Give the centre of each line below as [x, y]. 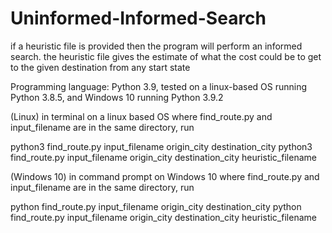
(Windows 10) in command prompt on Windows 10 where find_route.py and [165, 176]
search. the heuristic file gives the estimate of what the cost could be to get [166, 56]
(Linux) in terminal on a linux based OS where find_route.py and [141, 116]
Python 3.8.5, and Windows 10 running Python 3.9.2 [117, 97]
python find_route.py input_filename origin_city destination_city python [156, 206]
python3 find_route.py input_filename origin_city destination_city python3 [161, 146]
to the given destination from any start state [100, 67]
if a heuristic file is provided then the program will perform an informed [156, 46]
